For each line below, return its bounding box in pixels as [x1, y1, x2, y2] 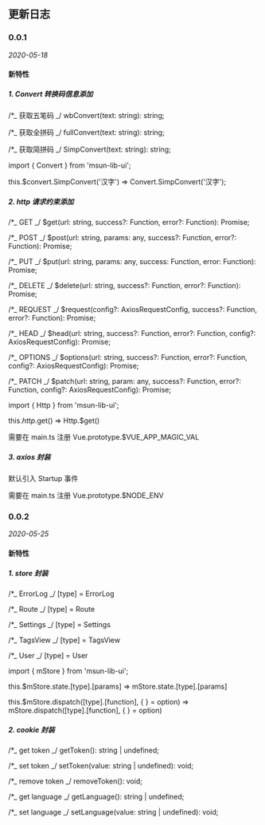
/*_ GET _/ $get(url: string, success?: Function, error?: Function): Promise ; [8, 218, 250, 227]
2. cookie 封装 [8, 724, 56, 734]
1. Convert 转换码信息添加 [8, 89, 93, 98]
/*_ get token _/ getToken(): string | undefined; [8, 745, 160, 756]
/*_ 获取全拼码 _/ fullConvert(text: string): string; [8, 128, 165, 137]
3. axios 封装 [8, 452, 51, 461]
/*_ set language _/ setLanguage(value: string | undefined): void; [8, 807, 219, 817]
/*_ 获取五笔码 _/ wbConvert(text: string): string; [8, 111, 165, 120]
